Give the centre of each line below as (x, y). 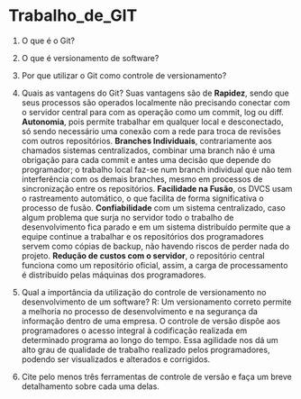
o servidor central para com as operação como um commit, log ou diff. (153, 112)
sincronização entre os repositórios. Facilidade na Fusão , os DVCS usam (157, 188)
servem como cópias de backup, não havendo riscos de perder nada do (155, 246)
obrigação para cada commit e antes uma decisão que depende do (146, 159)
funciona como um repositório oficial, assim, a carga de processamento (155, 265)
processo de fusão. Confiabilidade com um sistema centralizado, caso (153, 207)
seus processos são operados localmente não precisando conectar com (155, 102)
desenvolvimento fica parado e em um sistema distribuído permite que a (156, 227)
